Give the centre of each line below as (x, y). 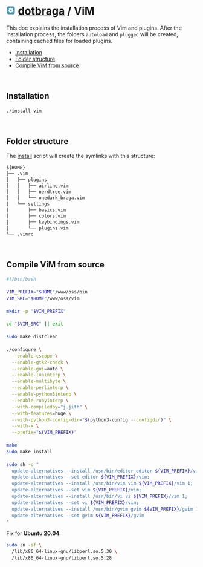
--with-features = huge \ (41, 413)
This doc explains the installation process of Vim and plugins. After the (94, 28)
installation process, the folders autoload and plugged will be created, (92, 34)
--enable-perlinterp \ (40, 388)
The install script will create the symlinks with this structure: (81, 156)
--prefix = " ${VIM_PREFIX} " (44, 433)
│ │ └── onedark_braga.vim (46, 198)
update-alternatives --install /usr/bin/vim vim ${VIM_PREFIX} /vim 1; (102, 483)
